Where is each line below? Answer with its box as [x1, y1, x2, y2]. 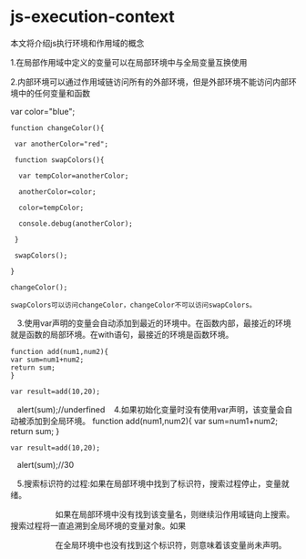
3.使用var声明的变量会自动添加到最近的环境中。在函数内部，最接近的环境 [16, 317, 292, 329]
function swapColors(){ [14, 155, 105, 165]
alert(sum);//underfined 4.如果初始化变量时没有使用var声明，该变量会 [16, 403, 285, 415]
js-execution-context [10, 6, 176, 27]
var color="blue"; [10, 106, 76, 117]
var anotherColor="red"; [14, 139, 108, 148]
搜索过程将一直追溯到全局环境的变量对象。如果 [10, 520, 186, 531]
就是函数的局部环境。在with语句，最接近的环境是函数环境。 [10, 329, 234, 340]
